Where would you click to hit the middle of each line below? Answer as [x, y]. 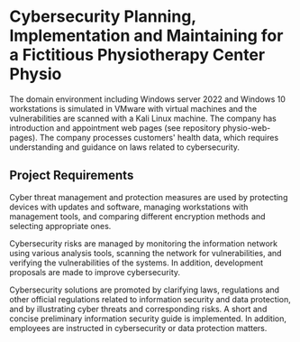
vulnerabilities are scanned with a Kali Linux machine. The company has [143, 118]
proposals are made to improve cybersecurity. [95, 272]
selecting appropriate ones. [60, 226]
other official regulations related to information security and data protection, [150, 299]
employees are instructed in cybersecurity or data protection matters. [138, 328]
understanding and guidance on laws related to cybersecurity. [125, 147]
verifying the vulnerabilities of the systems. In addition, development [136, 263]
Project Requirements [72, 176]
